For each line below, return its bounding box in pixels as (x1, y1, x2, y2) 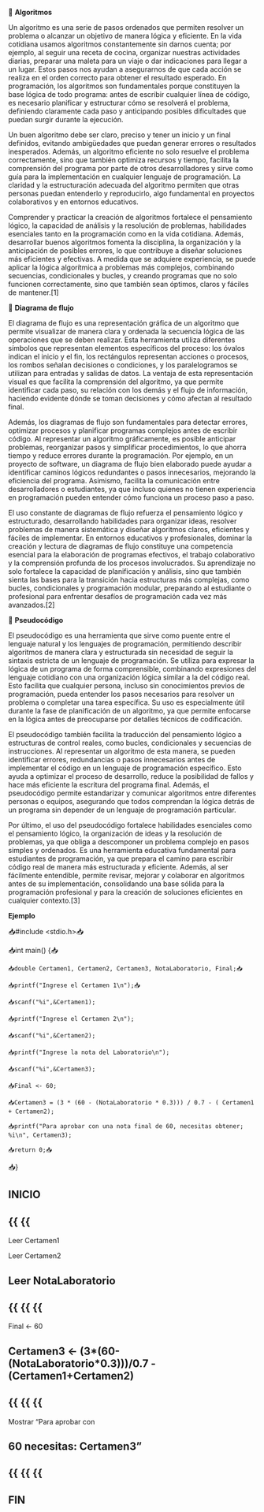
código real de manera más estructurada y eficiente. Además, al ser (8, 862, 229, 871)
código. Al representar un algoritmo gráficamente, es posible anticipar (8, 434, 236, 443)
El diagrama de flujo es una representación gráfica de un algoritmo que (8, 318, 240, 327)
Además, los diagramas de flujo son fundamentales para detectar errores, (8, 418, 248, 426)
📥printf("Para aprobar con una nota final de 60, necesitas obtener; (8, 1123, 244, 1130)
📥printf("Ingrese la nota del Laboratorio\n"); (8, 1048, 170, 1056)
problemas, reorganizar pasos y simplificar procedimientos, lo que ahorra (8, 442, 247, 452)
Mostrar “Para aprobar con (8, 1417, 95, 1426)
